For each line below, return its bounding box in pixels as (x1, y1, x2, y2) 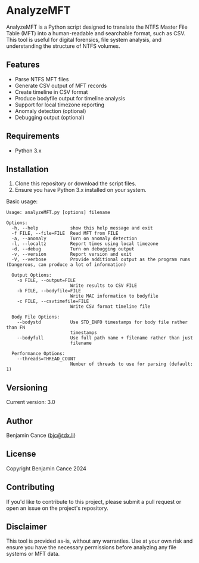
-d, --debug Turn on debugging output (11, 246, 135, 252)
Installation (6, 164, 49, 174)
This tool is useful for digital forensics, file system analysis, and (6, 36, 162, 43)
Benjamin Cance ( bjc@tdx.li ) (6, 432, 76, 439)
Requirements (6, 131, 60, 141)
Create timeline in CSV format (14, 88, 88, 96)
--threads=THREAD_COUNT (17, 356, 76, 362)
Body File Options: (11, 314, 60, 320)
